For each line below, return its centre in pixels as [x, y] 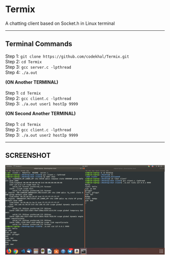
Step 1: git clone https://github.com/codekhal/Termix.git [67, 56]
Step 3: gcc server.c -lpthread [38, 67]
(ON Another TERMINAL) [32, 82]
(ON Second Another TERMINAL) [40, 113]
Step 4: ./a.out [22, 72]
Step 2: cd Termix [24, 61]
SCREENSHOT [28, 156]
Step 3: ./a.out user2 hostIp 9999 [42, 135]
